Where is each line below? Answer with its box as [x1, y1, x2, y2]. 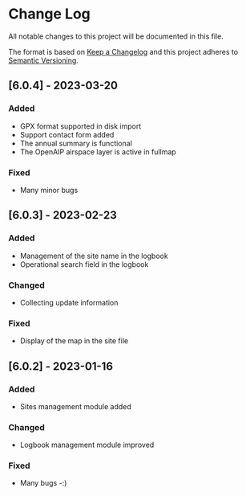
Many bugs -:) [19, 478, 67, 488]
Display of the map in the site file [19, 336, 129, 346]
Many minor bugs [19, 185, 79, 195]
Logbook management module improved [19, 440, 155, 450]
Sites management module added [19, 401, 132, 411]
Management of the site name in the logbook [19, 251, 168, 260]
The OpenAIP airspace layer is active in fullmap [19, 146, 176, 157]
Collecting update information [19, 297, 119, 307]
